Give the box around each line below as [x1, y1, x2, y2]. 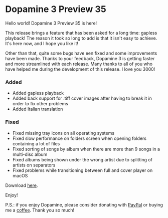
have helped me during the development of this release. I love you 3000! [5, 66, 155, 72]
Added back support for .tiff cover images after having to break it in [12, 95, 152, 101]
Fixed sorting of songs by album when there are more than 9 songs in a [12, 146, 160, 152]
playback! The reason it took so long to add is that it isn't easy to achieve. [5, 35, 157, 41]
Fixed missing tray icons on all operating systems [12, 130, 114, 136]
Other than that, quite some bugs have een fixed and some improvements [5, 50, 157, 56]
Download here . [5, 182, 38, 188]
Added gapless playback [12, 90, 64, 96]
